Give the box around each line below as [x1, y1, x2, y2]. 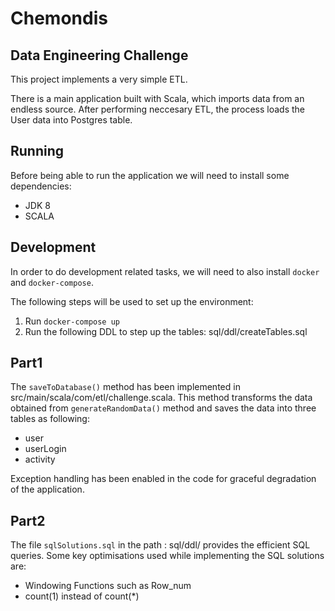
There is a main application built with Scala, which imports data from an [10, 93, 305, 104]
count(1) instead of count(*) [24, 590, 140, 602]
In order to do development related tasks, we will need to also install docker [10, 265, 320, 277]
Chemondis [10, 7, 108, 30]
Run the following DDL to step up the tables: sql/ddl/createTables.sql [24, 325, 308, 337]
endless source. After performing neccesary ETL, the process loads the [10, 103, 306, 115]
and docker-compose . [10, 276, 94, 288]
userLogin [24, 443, 67, 455]
